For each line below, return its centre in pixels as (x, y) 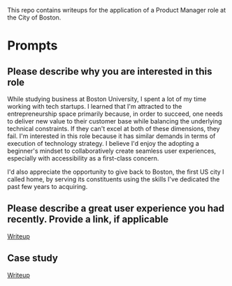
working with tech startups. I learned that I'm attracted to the (95, 106)
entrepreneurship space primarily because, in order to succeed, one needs (115, 114)
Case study (32, 258)
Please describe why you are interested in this (110, 71)
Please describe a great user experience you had (116, 209)
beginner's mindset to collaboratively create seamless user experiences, (112, 151)
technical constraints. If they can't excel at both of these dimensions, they (114, 129)
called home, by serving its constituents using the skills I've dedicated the (114, 179)
